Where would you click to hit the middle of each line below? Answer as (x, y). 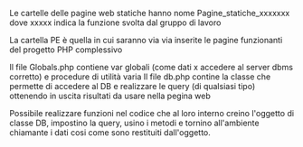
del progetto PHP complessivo (66, 50)
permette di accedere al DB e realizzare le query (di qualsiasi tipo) (133, 86)
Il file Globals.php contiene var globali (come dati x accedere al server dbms (151, 67)
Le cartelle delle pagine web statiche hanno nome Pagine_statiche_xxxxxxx (150, 13)
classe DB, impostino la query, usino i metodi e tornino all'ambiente (134, 123)
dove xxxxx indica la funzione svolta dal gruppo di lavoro (115, 23)
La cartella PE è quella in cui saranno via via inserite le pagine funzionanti (146, 40)
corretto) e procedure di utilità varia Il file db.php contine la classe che (140, 77)
